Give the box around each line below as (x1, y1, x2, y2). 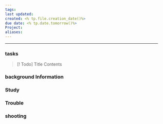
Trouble (5, 100, 24, 106)
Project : (5, 25, 23, 30)
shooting (5, 112, 27, 119)
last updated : (5, 12, 34, 17)
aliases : (5, 30, 23, 35)
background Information (5, 73, 64, 80)
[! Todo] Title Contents (16, 61, 62, 67)
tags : (5, 7, 16, 12)
